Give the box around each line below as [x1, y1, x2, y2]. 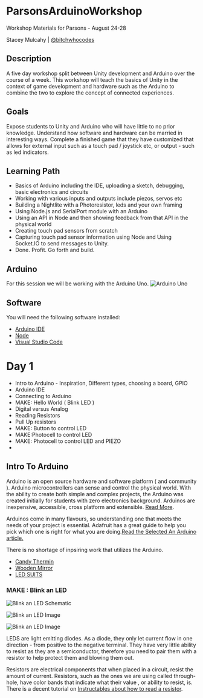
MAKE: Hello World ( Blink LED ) [14, 399, 95, 406]
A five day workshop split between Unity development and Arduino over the [6, 70, 195, 77]
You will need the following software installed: [6, 314, 121, 321]
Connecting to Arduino [14, 392, 72, 399]
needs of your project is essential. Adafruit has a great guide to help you [6, 521, 186, 528]
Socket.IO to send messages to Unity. [14, 240, 109, 247]
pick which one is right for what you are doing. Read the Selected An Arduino [6, 528, 197, 535]
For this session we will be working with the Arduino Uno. [6, 280, 149, 287]
